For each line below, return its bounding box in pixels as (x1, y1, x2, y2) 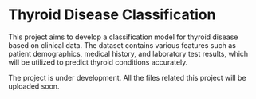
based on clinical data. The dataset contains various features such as (8, 40, 237, 49)
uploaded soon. (8, 81, 60, 91)
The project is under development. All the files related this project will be (8, 73, 246, 82)
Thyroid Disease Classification (8, 6, 216, 24)
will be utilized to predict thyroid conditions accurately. (8, 57, 188, 67)
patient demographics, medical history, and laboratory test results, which (8, 49, 249, 58)
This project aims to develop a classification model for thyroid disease (8, 32, 238, 42)
